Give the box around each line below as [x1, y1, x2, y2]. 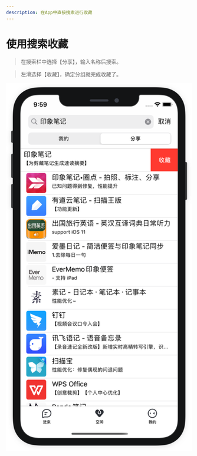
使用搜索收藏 [6, 37, 69, 51]
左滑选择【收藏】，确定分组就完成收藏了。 [20, 71, 122, 78]
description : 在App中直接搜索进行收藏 [6, 9, 93, 15]
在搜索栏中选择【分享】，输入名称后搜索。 [20, 58, 122, 65]
